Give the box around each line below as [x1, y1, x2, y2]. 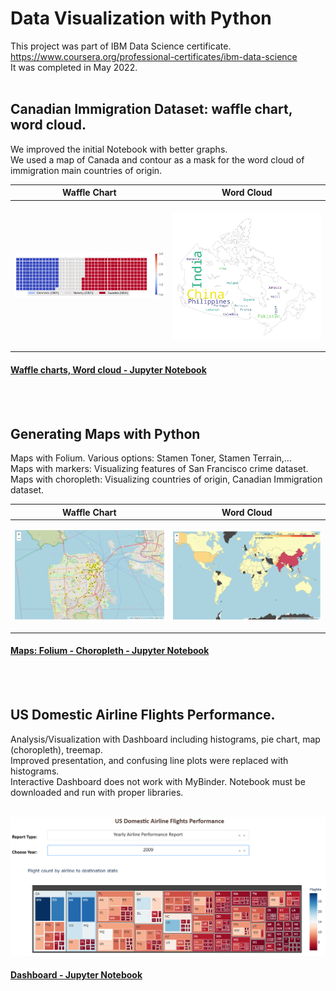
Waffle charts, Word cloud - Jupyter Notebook [10, 363, 207, 376]
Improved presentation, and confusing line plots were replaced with [10, 754, 289, 766]
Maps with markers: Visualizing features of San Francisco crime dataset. [10, 463, 309, 475]
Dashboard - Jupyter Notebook [10, 969, 143, 981]
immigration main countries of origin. [10, 164, 163, 176]
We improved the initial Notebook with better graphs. [10, 143, 228, 155]
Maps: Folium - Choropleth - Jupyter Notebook [10, 645, 210, 657]
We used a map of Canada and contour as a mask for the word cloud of [10, 153, 305, 166]
